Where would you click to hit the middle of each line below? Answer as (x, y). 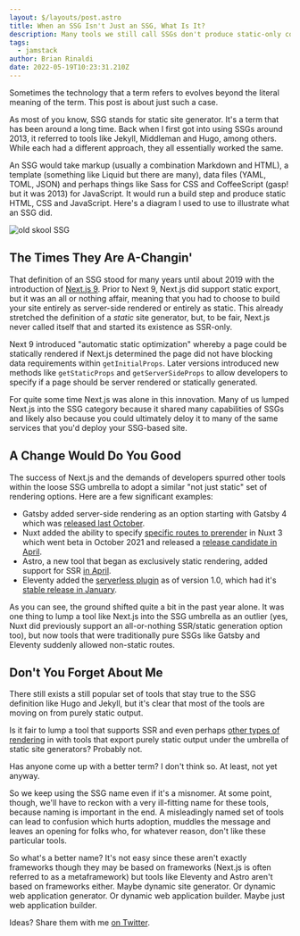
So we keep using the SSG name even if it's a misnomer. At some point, (141, 793)
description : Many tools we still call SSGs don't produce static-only (145, 34)
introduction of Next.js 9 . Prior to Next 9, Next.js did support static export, (145, 289)
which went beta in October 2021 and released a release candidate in (150, 542)
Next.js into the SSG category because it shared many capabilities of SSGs (146, 409)
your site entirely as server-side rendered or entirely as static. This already (146, 308)
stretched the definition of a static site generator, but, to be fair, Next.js (140, 317)
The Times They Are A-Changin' (101, 258)
